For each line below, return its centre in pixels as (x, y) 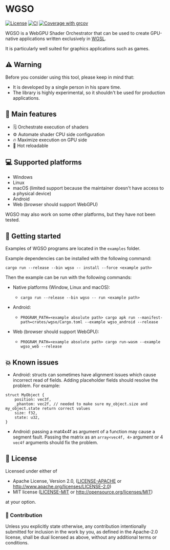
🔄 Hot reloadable (30, 145)
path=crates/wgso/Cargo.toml (51, 322)
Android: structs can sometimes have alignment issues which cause (84, 375)
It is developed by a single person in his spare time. (67, 87)
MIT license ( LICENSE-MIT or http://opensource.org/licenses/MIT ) (83, 492)
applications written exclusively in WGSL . (63, 39)
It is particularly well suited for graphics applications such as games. (78, 48)
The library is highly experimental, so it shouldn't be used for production (89, 93)
